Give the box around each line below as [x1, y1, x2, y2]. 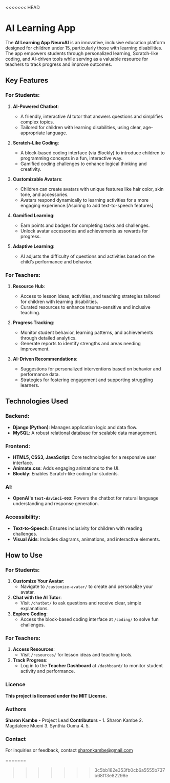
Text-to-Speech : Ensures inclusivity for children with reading [12, 525, 142, 531]
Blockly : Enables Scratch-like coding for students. [12, 470, 119, 476]
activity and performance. [20, 668, 75, 674]
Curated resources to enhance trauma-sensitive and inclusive [20, 304, 151, 310]
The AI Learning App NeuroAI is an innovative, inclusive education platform [5, 39, 165, 45]
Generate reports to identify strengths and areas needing [20, 340, 141, 346]
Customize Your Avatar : [12, 578, 65, 584]
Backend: [5, 413, 30, 420]
